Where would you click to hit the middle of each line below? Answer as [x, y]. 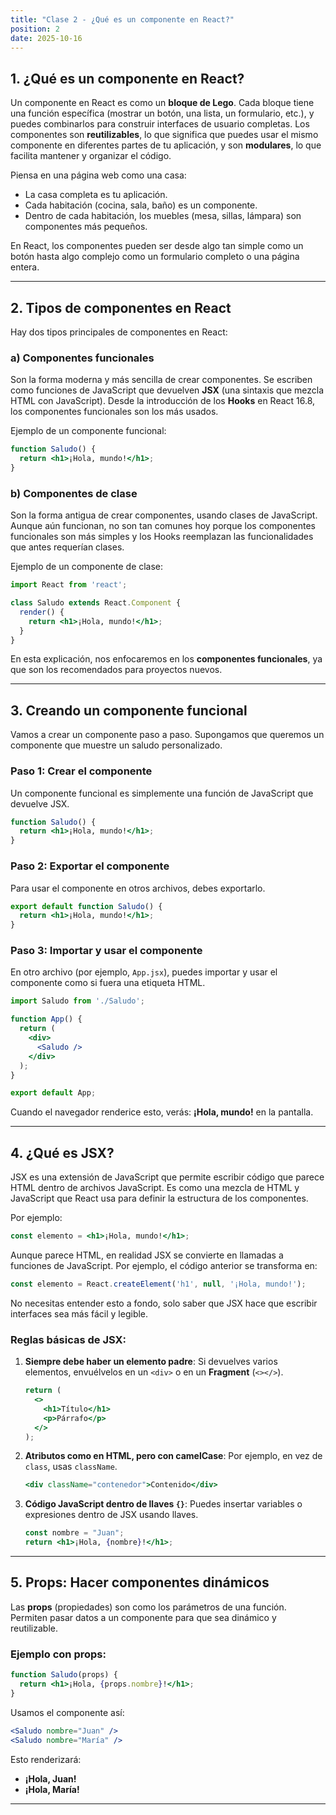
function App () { [46, 1019]
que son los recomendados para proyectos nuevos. [116, 670]
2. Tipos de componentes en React [121, 307]
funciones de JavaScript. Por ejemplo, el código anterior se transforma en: [164, 1265]
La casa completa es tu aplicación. [96, 195]
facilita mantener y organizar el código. [91, 156]
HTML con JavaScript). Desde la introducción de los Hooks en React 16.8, [163, 401]
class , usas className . [71, 1467]
